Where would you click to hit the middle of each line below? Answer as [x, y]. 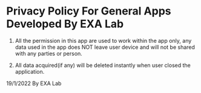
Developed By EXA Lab [65, 24]
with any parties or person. [49, 53]
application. [30, 71]
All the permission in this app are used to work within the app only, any [103, 40]
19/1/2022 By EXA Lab [34, 83]
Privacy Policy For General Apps [89, 11]
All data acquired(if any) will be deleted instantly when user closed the [103, 65]
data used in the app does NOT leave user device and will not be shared [105, 47]
